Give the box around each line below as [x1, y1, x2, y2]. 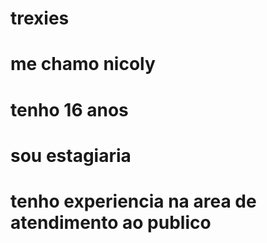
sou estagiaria [10, 144, 132, 167]
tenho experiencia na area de [10, 190, 257, 212]
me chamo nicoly [10, 53, 156, 76]
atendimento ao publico [10, 211, 212, 234]
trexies [10, 7, 70, 30]
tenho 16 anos [10, 98, 129, 121]
